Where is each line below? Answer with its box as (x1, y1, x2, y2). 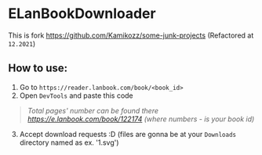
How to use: (8, 62, 68, 75)
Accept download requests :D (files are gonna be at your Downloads (19, 129, 237, 139)
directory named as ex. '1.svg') (19, 138, 119, 147)
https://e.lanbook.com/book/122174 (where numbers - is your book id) (27, 114, 255, 124)
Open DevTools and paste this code (19, 91, 133, 100)
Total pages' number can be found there (27, 106, 159, 115)
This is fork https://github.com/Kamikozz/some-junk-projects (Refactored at (8, 31, 254, 40)
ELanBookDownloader (8, 5, 156, 23)
